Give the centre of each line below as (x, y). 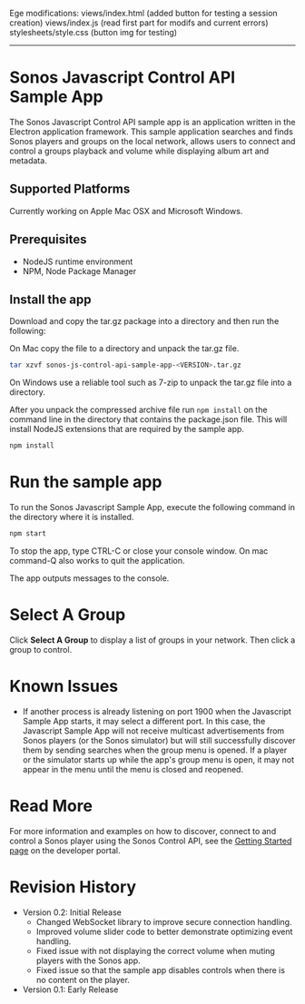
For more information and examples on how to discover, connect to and (143, 831)
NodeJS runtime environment (78, 261)
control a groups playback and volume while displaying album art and (139, 151)
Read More (51, 806)
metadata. (28, 160)
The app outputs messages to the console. (89, 578)
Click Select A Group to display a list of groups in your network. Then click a (152, 640)
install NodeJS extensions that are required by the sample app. (127, 429)
